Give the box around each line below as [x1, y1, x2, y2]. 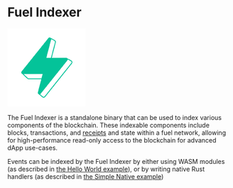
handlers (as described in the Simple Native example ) [7, 172, 164, 181]
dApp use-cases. [7, 143, 58, 152]
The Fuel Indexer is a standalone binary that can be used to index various [7, 113, 222, 121]
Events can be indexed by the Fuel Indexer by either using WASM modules [7, 157, 225, 165]
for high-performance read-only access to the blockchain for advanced [7, 136, 217, 144]
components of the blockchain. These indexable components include [7, 121, 210, 129]
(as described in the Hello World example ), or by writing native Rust [7, 165, 205, 173]
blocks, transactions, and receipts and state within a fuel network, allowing [7, 128, 226, 137]
